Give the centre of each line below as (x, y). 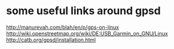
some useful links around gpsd (83, 11)
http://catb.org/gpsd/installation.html (51, 40)
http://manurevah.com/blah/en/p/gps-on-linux (63, 27)
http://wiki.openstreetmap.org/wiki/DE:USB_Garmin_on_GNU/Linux (87, 33)
